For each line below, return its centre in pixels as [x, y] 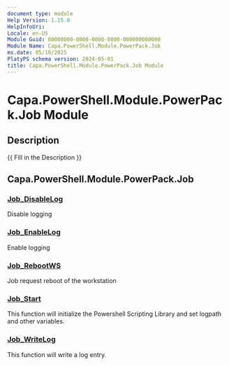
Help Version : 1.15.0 [39, 20]
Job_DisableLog [35, 199]
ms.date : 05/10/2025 [37, 53]
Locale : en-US [28, 33]
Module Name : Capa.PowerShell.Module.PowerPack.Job [84, 46]
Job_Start [24, 298]
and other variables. [36, 321]
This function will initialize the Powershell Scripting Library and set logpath [114, 314]
